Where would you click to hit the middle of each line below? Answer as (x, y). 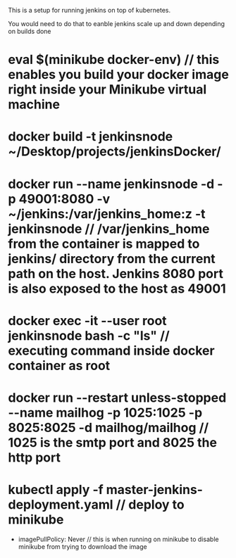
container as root (59, 366)
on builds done (30, 31)
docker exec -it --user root (88, 321)
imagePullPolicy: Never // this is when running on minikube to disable (118, 539)
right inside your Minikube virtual (107, 90)
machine (34, 104)
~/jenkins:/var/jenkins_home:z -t (107, 214)
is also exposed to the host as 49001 (117, 288)
